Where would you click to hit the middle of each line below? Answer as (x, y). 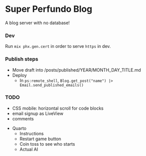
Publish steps (22, 59)
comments (23, 118)
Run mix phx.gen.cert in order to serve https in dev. (58, 46)
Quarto (19, 128)
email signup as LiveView (38, 113)
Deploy (19, 75)
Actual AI (29, 149)
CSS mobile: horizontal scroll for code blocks (58, 108)
